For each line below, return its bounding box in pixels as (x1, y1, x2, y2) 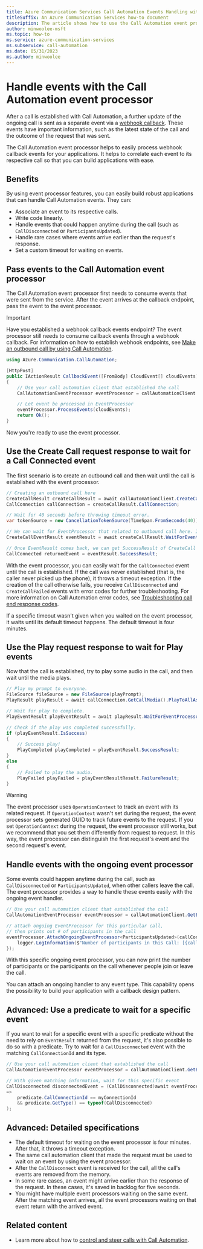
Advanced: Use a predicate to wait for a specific (6, 1004, 191, 1015)
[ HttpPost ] (6, 368, 34, 374)
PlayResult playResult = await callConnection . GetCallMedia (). (6, 697, 169, 703)
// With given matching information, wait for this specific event (6, 1077, 180, 1083)
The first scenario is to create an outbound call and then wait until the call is (6, 472, 195, 479)
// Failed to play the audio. (17, 769, 94, 775)
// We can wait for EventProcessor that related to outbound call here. (6, 529, 193, 535)
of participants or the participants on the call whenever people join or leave (6, 963, 193, 970)
